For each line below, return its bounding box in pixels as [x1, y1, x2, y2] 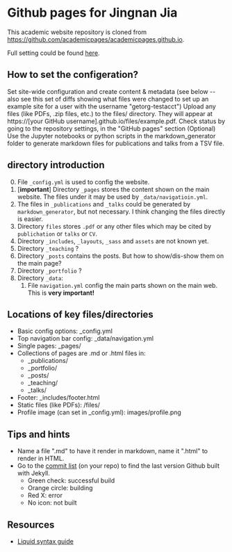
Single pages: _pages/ [17, 342, 81, 350]
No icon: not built [27, 498, 78, 507]
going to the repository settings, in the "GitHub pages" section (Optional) [7, 124, 216, 133]
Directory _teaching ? [17, 244, 79, 252]
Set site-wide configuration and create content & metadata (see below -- [7, 87, 216, 95]
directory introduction [7, 159, 106, 171]
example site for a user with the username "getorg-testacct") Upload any [7, 102, 217, 111]
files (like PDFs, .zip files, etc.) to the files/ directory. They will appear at [7, 109, 213, 117]
